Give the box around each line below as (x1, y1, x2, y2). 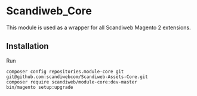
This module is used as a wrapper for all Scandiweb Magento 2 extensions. (6, 24, 191, 31)
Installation (6, 41, 49, 51)
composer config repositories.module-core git (6, 69, 124, 75)
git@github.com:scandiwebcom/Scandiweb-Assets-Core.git (6, 73, 148, 80)
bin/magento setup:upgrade (6, 84, 73, 90)
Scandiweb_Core (6, 4, 93, 18)
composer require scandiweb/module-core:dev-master (6, 79, 137, 85)
